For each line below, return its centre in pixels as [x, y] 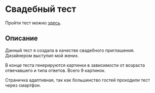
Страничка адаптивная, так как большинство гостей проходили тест [77, 80]
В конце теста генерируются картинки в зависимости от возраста [75, 65]
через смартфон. [23, 85]
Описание [21, 38]
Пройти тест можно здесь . [33, 23]
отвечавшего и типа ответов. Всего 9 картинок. [56, 70]
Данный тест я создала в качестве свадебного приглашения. [70, 50]
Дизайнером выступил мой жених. [42, 55]
